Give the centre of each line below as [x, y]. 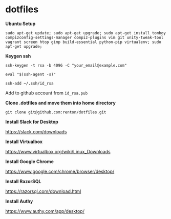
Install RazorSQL [23, 181]
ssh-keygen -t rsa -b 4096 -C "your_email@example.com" [66, 65]
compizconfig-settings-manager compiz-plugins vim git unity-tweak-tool [84, 37]
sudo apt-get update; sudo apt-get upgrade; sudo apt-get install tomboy [86, 33]
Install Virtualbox [24, 142]
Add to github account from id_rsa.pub [47, 93]
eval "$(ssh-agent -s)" [31, 74]
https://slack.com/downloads [36, 131]
